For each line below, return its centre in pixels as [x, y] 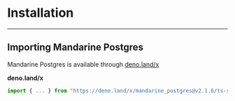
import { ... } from [37, 90]
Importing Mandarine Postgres [76, 47]
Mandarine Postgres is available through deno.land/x [83, 64]
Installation [41, 13]
